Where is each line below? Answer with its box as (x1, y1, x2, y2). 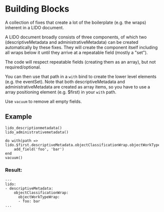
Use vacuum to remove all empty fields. (5, 98, 82, 104)
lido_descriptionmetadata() (5, 125, 62, 130)
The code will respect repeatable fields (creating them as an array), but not (5, 59, 156, 65)
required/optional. (5, 64, 41, 70)
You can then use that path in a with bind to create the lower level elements (5, 73, 157, 79)
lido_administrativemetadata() (5, 130, 69, 135)
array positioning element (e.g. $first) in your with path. (5, 89, 117, 95)
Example (5, 113, 32, 121)
